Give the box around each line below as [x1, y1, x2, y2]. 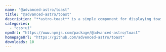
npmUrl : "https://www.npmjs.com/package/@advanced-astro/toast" [5, 30, 140, 35]
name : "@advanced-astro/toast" [5, 7, 70, 12]
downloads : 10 [5, 40, 35, 45]
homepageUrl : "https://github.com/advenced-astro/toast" [5, 35, 125, 40]
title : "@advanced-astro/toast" [5, 12, 72, 17]
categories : [5, 21, 30, 26]
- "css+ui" [9, 26, 32, 31]
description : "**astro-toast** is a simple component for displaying [5, 16, 152, 21]
